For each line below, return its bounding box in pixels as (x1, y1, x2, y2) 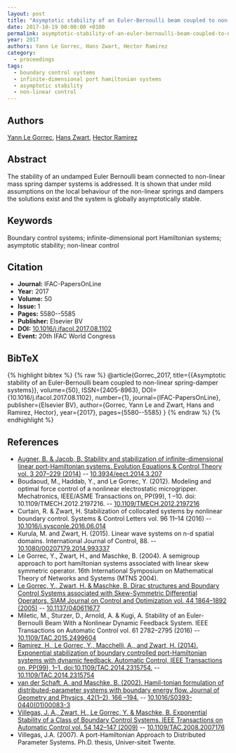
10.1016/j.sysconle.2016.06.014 (17, 522, 107, 530)
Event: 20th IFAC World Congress (17, 332, 116, 340)
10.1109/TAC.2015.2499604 (17, 634, 97, 642)
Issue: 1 (17, 302, 41, 311)
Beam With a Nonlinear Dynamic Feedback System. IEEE (44, 619, 209, 627)
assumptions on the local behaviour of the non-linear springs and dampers (7, 187, 224, 195)
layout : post (7, 10, 46, 18)
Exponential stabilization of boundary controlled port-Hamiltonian (17, 648, 207, 657)
